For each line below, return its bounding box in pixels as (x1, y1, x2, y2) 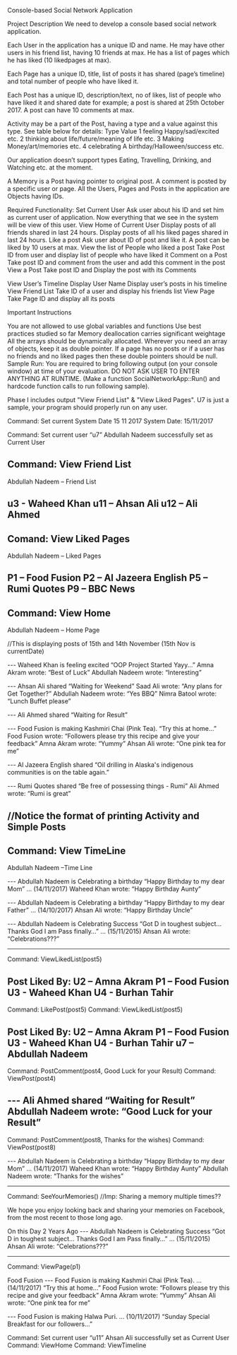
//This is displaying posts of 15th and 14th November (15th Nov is (7, 640, 196, 648)
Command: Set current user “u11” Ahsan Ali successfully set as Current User (7, 1333, 230, 1342)
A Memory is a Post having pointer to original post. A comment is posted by (7, 177, 227, 185)
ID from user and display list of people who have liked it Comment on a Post (7, 251, 228, 259)
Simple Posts (7, 821, 66, 833)
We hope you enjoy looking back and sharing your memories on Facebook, (7, 1205, 225, 1214)
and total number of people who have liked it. (7, 77, 139, 86)
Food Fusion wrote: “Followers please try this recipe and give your (7, 732, 200, 741)
